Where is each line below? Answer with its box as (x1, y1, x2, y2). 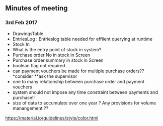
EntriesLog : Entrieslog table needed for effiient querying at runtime (12, 36, 152, 42)
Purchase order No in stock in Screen (12, 52, 91, 58)
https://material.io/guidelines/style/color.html (5, 115, 99, 121)
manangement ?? (12, 105, 49, 111)
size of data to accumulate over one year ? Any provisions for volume (12, 100, 156, 106)
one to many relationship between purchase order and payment (12, 78, 145, 84)
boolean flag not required (12, 62, 65, 68)
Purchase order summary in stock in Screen (12, 57, 104, 63)
